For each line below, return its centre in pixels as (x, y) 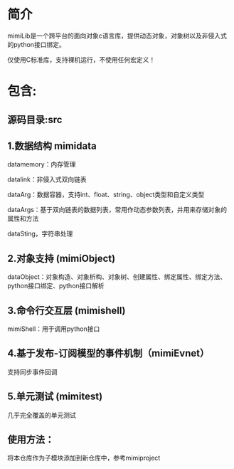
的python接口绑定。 (36, 44)
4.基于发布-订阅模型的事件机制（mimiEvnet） (108, 353)
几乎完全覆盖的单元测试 (42, 415)
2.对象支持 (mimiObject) (62, 258)
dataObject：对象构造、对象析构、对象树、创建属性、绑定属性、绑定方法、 (117, 277)
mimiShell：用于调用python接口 (54, 329)
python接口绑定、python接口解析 (56, 286)
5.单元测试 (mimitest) (55, 397)
